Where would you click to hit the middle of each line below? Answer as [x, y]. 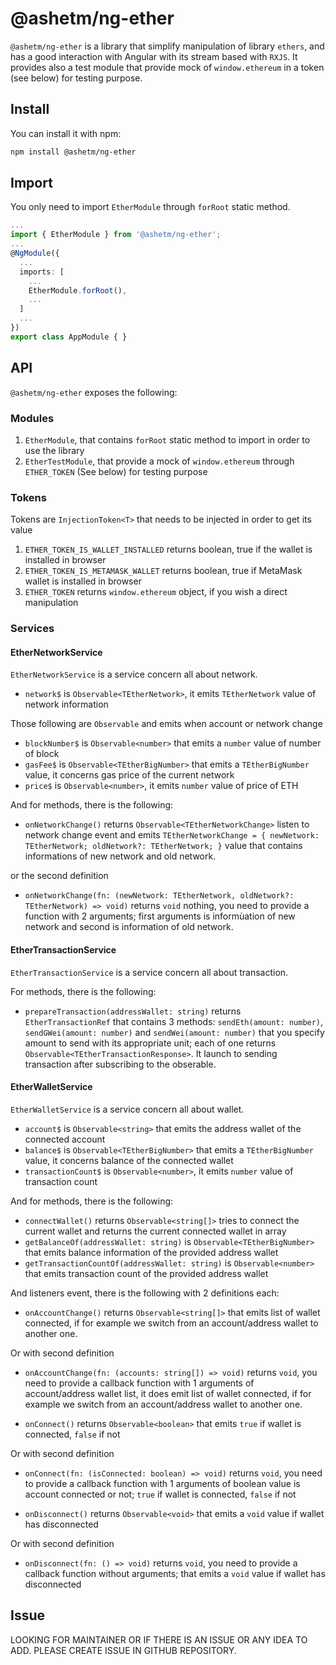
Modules [32, 418]
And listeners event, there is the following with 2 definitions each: [145, 1293]
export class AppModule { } [69, 337]
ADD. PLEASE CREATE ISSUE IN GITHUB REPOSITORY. [123, 1650]
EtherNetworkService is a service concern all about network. [134, 674]
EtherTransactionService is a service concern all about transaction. [149, 972]
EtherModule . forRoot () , [78, 290]
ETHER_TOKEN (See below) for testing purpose [116, 471]
